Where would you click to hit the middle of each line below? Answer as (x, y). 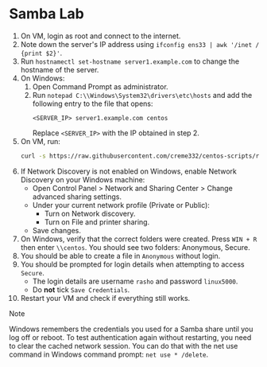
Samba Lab (46, 14)
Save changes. (57, 230)
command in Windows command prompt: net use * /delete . (109, 354)
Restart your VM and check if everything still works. (105, 298)
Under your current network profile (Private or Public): (121, 205)
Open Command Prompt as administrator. (101, 86)
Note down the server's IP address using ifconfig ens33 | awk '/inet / (140, 44)
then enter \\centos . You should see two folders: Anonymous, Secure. (135, 247)
